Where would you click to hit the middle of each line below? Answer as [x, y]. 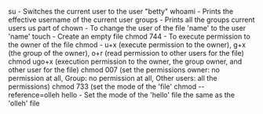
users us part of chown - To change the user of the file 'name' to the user [127, 28]
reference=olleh [34, 95]
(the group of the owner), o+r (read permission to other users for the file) [126, 53]
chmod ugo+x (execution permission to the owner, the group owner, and [125, 61]
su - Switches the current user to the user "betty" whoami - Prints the [121, 11]
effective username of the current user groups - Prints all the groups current [131, 20]
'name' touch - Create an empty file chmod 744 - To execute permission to [130, 36]
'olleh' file [24, 103]
